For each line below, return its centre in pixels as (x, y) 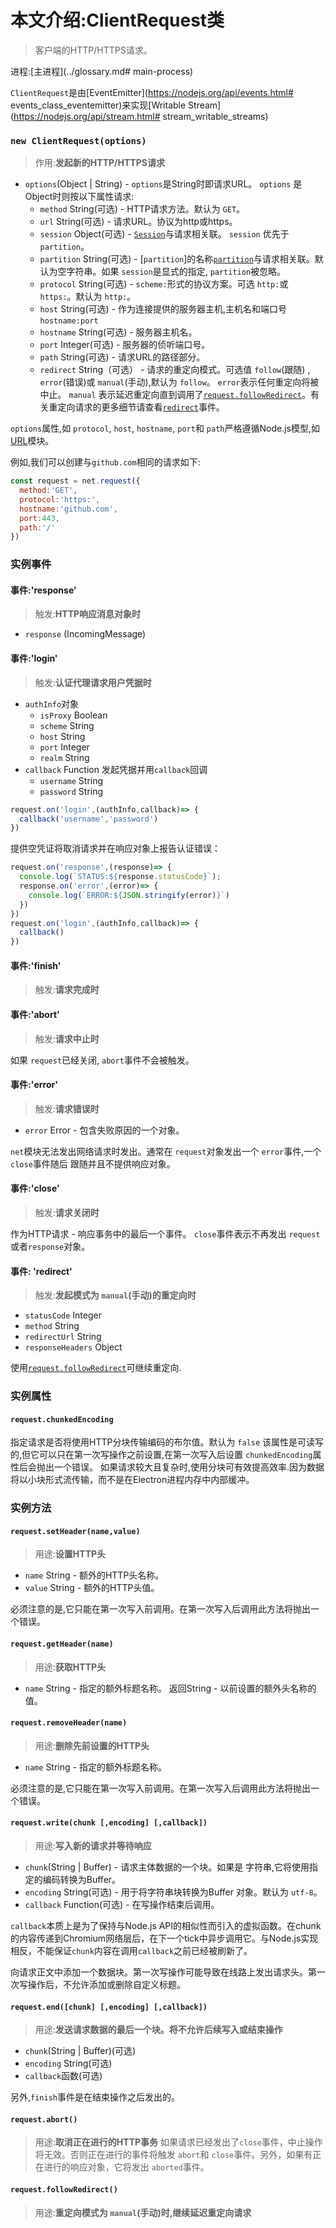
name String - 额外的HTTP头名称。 (94, 1575)
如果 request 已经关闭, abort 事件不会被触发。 (102, 1060)
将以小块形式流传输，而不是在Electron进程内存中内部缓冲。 (132, 1480)
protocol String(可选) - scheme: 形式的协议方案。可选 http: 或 (164, 284)
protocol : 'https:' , (60, 499)
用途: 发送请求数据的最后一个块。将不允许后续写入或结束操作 (158, 2030)
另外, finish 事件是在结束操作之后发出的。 (95, 2097)
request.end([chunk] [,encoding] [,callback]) (109, 2007)
